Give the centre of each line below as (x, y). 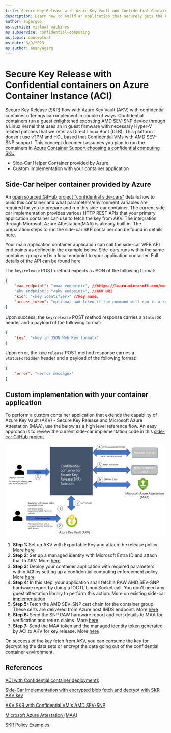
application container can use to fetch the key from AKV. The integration (81, 218)
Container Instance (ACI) (59, 95)
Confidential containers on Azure (77, 85)
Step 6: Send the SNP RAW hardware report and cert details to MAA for (88, 615)
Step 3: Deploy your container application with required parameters (83, 566)
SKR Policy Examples (27, 725)
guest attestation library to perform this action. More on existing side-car (89, 593)
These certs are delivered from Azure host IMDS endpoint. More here (85, 609)
